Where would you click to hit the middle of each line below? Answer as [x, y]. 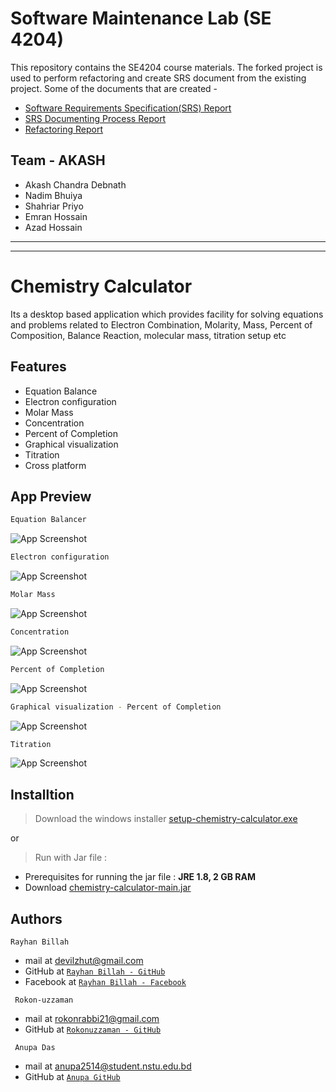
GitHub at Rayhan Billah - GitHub [95, 971]
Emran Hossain [56, 216]
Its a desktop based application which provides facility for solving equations [167, 314]
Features [38, 367]
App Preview [51, 496]
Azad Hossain [53, 227]
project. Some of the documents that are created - [114, 88]
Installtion [42, 794]
